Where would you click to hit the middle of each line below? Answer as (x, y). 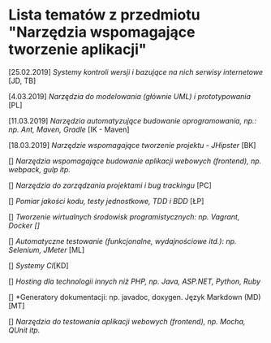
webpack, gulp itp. (40, 169)
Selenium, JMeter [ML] (47, 250)
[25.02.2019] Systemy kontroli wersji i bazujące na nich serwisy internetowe (136, 72)
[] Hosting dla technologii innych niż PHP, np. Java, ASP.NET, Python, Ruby (135, 281)
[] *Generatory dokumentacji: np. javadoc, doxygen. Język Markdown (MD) (135, 297)
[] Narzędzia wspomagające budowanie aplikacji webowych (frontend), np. (135, 161)
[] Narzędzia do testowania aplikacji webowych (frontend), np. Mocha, (127, 321)
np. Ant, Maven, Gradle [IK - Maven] (69, 129)
